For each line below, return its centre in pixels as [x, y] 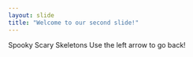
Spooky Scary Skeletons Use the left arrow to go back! [97, 45]
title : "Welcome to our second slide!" [74, 23]
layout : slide [32, 15]
